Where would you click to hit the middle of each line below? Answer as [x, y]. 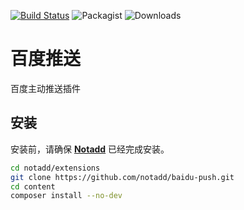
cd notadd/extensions [55, 168]
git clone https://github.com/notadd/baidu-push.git [122, 177]
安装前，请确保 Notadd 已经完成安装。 [90, 149]
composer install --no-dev [66, 196]
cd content [33, 186]
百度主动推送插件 [45, 88]
